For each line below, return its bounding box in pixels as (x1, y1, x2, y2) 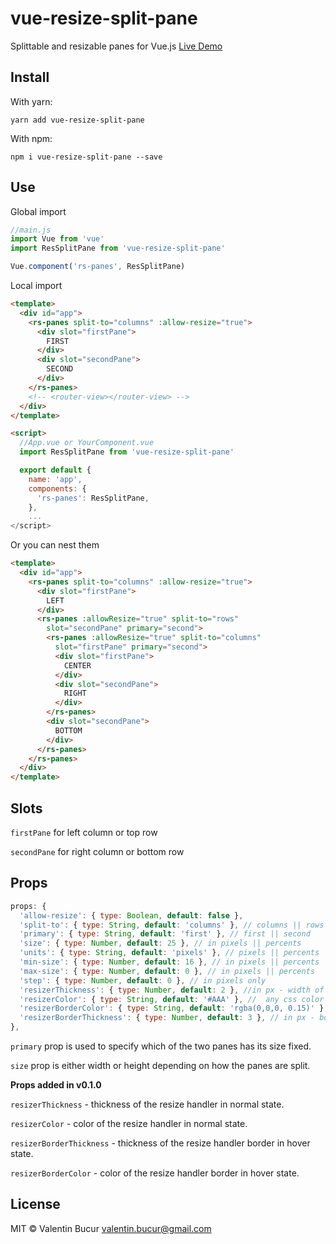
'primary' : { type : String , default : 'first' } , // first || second (19, 929, 311, 939)
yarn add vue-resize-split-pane (10, 115, 145, 125)
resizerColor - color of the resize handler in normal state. (10, 1118, 248, 1130)
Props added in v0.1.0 (10, 1079, 102, 1091)
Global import (10, 205, 67, 217)
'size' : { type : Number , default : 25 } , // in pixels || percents (19, 938, 302, 949)
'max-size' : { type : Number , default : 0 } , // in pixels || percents (19, 966, 315, 976)
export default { (19, 465, 92, 476)
